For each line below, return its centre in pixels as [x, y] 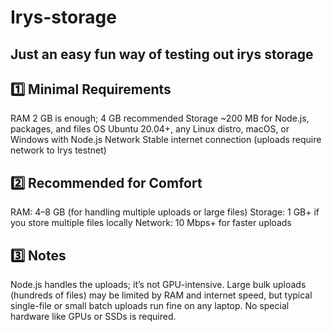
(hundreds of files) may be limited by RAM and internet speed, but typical [161, 295]
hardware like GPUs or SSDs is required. [93, 317]
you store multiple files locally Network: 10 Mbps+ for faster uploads [151, 223]
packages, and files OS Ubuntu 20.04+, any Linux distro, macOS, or [150, 129]
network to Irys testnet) [58, 150]
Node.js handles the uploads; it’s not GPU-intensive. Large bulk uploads [158, 285]
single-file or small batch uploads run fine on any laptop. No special [150, 306]
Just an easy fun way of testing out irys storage [162, 54]
